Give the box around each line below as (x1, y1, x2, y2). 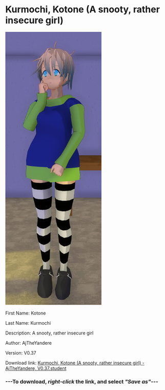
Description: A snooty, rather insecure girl (5, 330, 94, 336)
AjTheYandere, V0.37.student (5, 365, 67, 371)
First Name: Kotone (5, 310, 46, 316)
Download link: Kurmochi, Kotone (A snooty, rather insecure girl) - (5, 360, 145, 366)
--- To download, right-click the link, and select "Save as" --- (5, 378, 159, 385)
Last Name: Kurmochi (5, 320, 51, 326)
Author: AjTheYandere (5, 340, 52, 346)
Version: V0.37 (5, 349, 37, 356)
